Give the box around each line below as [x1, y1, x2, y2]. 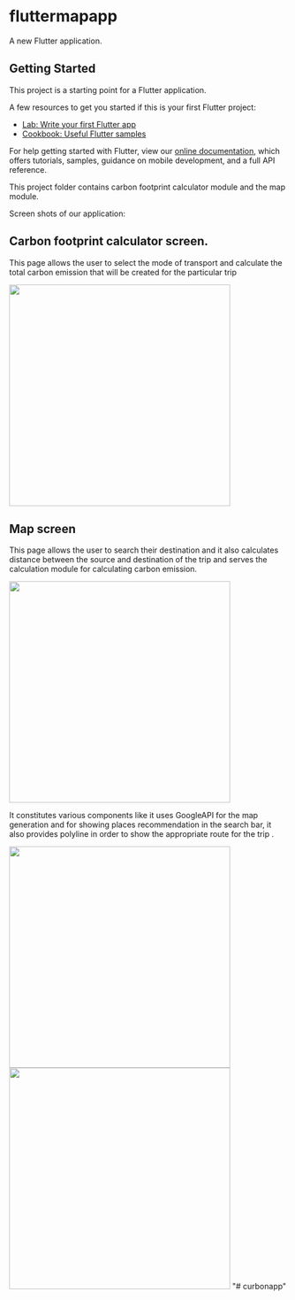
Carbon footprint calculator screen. [9, 234, 209, 249]
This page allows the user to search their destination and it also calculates [9, 545, 279, 555]
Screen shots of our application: [9, 208, 126, 219]
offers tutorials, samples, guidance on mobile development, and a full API [9, 155, 276, 166]
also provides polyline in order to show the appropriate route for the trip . [9, 829, 275, 840]
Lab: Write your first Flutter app [21, 119, 137, 129]
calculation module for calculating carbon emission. [9, 564, 197, 575]
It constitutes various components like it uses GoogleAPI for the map [9, 810, 259, 821]
